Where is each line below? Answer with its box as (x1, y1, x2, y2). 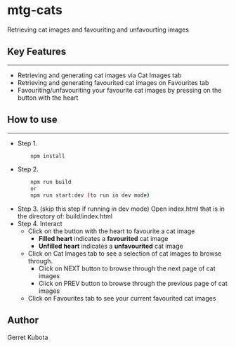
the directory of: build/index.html (17, 212, 113, 221)
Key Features (7, 46, 67, 58)
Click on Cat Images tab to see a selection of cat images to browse (27, 249, 222, 258)
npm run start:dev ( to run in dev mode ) (30, 192, 150, 199)
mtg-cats (7, 2, 63, 18)
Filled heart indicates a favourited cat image (38, 235, 169, 243)
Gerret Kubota (7, 333, 48, 341)
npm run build (30, 178, 72, 186)
